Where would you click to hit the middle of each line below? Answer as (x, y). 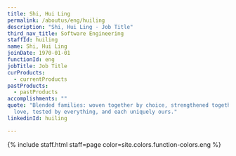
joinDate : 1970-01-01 (39, 53)
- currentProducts (41, 79)
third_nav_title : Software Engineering (66, 33)
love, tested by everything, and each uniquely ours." (96, 112)
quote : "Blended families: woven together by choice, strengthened (108, 105)
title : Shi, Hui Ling (39, 14)
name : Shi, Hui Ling (38, 46)
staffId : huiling (33, 40)
